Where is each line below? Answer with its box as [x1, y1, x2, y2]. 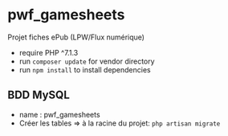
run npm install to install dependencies [18, 64, 151, 74]
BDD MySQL [7, 89, 70, 102]
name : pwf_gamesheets [18, 109, 101, 119]
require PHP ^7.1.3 [18, 47, 79, 57]
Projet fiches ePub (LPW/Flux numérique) [7, 32, 145, 42]
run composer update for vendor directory [18, 56, 155, 66]
